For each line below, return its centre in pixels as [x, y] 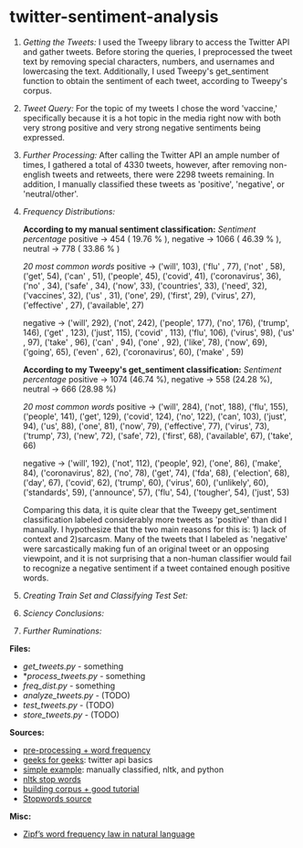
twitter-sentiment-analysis [114, 17]
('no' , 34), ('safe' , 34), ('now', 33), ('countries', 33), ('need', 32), [145, 286]
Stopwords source [57, 798]
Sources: [27, 732]
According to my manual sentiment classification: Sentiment [139, 229]
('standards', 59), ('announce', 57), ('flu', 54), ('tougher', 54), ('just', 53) [156, 492]
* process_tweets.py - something [84, 675]
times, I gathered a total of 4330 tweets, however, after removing [145, 164]
